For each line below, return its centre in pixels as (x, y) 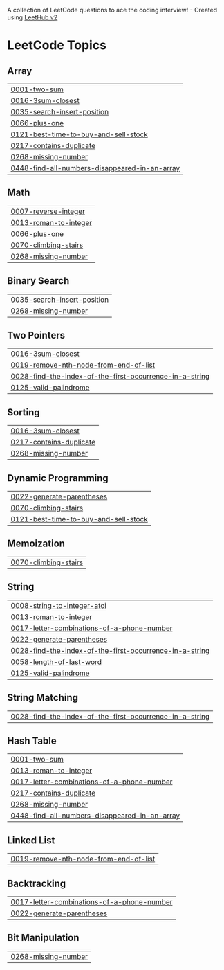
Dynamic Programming (58, 478)
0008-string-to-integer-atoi (59, 605)
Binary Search (38, 281)
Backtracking (37, 883)
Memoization (36, 544)
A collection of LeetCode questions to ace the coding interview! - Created (112, 10)
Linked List (31, 840)
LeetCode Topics (57, 45)
